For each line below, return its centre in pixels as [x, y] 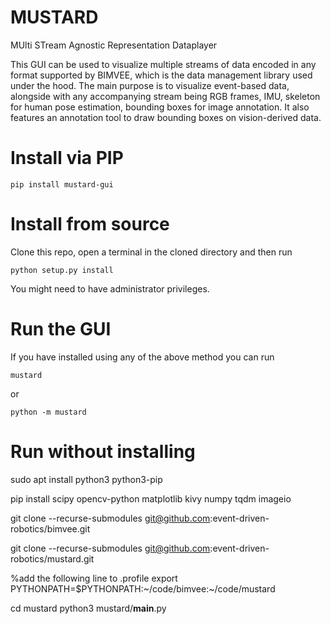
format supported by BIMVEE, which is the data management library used [161, 75]
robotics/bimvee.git [50, 528]
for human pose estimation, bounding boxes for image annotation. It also [160, 107]
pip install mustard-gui [62, 184]
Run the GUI [61, 329]
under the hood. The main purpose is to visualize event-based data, [150, 85]
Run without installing [103, 451]
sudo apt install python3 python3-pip [86, 479]
